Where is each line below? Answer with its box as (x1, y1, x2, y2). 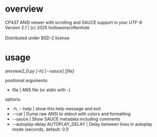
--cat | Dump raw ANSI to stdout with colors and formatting (12, 111, 131, 117)
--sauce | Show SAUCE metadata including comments (12, 116, 121, 122)
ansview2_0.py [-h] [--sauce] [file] (5, 68, 74, 74)
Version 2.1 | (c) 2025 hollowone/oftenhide (5, 24, 90, 30)
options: (5, 96, 22, 102)
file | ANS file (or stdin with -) (12, 86, 71, 93)
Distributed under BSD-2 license (5, 35, 70, 41)
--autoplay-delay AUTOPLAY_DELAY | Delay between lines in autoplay (12, 121, 153, 127)
